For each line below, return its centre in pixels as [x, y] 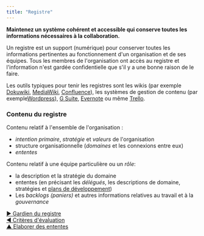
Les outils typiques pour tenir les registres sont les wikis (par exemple [94, 85]
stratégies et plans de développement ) [64, 188]
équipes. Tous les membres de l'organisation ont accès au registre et [93, 60]
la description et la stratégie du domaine [66, 176]
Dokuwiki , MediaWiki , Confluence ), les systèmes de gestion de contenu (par [102, 91]
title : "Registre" [30, 12]
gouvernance [32, 201]
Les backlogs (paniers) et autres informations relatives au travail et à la [104, 195]
